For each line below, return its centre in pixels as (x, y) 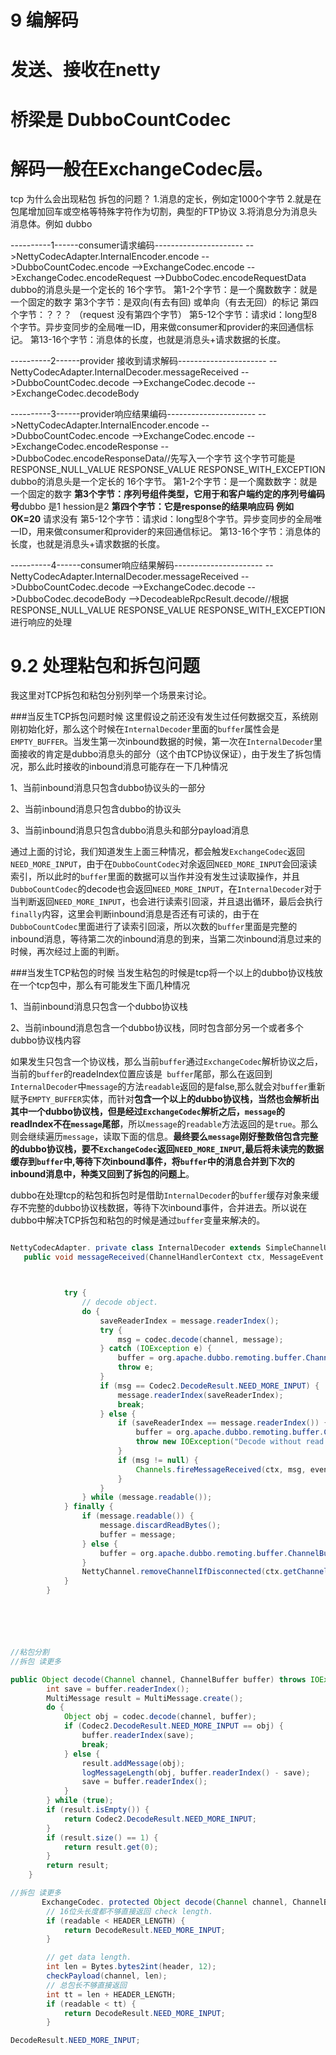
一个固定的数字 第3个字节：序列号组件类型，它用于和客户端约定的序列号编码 (167, 493)
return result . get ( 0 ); (111, 1847)
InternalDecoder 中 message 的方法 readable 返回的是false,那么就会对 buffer (159, 1087)
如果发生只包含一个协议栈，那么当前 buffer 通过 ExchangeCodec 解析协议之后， (167, 1062)
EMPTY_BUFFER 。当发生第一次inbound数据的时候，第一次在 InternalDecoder (162, 742)
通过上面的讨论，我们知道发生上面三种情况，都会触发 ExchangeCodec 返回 (158, 852)
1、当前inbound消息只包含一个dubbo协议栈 (99, 1007)
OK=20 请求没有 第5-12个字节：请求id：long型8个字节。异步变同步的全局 (162, 518)
